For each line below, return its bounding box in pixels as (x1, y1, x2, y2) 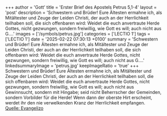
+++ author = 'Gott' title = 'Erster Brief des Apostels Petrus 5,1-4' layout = (5, 4, 157, 10)
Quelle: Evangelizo (5, 105, 43, 111)
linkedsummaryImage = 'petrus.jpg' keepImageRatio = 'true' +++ (5, 62, 139, 68)
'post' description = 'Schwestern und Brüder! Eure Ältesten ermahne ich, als (5, 9, 162, 15)
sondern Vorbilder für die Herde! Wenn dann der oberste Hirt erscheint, (5, 94, 152, 100)
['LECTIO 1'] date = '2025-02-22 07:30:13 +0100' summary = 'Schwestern (5, 36, 158, 42)
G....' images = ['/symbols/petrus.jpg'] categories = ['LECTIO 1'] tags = (5, 31, 151, 36)
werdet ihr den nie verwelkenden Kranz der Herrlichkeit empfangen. (5, 100, 145, 105)
